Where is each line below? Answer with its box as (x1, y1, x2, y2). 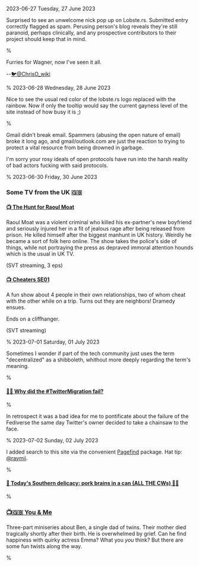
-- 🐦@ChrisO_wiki (6, 71, 50, 77)
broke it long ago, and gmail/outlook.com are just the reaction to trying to (6, 138, 185, 144)
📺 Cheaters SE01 (6, 276, 50, 283)
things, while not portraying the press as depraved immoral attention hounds (6, 244, 194, 251)
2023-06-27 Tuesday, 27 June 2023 (6, 5, 96, 12)
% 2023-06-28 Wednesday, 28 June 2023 (6, 84, 111, 91)
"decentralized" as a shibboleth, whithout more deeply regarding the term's (6, 356, 191, 363)
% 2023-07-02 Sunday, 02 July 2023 (6, 436, 99, 444)
